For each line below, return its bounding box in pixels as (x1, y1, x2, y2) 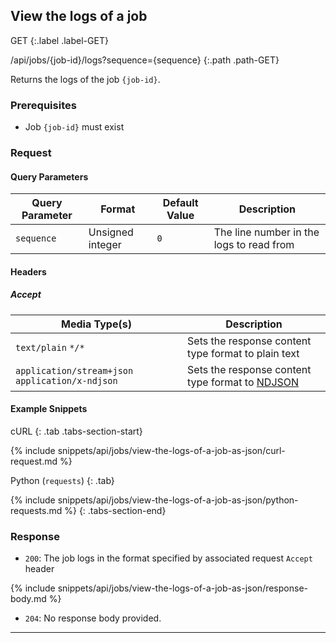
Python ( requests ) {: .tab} (10, 475, 115, 486)
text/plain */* (15, 342, 85, 353)
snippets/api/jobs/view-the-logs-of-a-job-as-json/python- (57, 494, 299, 506)
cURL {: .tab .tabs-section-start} (10, 425, 143, 437)
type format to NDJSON (187, 375, 300, 389)
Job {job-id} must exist (24, 121, 125, 133)
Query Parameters (10, 170, 89, 183)
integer (88, 238, 122, 252)
